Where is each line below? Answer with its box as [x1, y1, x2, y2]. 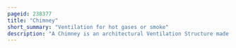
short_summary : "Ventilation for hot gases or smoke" [7, 23, 170, 30]
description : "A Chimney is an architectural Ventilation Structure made [7, 30, 230, 37]
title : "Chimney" [7, 17, 59, 24]
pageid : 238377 [7, 10, 52, 18]
